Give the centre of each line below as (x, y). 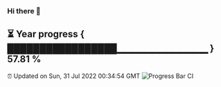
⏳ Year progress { (46, 34)
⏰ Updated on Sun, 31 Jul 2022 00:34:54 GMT (74, 76)
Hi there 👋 (24, 11)
